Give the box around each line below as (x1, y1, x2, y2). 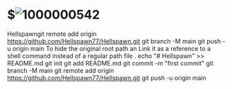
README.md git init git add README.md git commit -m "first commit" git (7, 59, 213, 67)
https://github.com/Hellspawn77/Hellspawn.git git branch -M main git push (7, 37, 222, 45)
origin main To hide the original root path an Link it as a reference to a (12, 44, 211, 52)
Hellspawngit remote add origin (7, 30, 97, 38)
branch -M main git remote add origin (7, 66, 114, 75)
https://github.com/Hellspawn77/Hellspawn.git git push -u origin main (7, 73, 206, 82)
